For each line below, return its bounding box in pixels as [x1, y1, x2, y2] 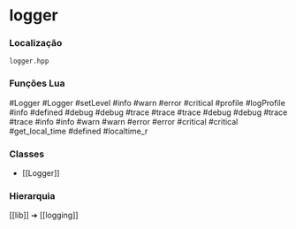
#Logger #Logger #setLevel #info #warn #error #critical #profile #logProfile [9, 97, 285, 108]
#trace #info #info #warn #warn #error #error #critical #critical [9, 116, 239, 126]
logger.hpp [9, 57, 49, 66]
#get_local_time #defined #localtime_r [9, 126, 148, 136]
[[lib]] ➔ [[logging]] [9, 210, 79, 221]
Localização [9, 37, 63, 50]
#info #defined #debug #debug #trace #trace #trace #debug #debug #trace [9, 107, 288, 118]
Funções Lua [9, 77, 65, 89]
